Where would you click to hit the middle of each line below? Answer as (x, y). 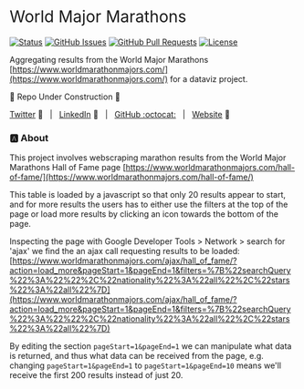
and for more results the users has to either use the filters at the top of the (149, 205)
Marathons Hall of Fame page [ (68, 168)
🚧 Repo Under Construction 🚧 (65, 97)
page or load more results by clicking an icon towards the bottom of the (144, 214)
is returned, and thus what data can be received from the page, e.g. (137, 356)
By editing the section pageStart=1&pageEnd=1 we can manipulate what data (151, 346)
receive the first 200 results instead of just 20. (96, 375)
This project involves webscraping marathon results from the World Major (148, 158)
